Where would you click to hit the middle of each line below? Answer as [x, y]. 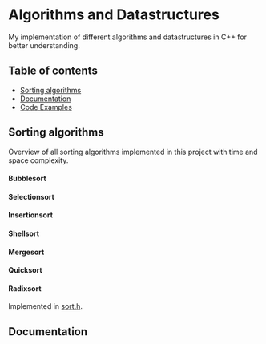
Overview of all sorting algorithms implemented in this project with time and [133, 152]
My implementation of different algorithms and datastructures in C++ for [127, 37]
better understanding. [44, 45]
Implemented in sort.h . [45, 306]
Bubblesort [27, 179]
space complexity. [38, 160]
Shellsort [24, 233]
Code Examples [46, 107]
